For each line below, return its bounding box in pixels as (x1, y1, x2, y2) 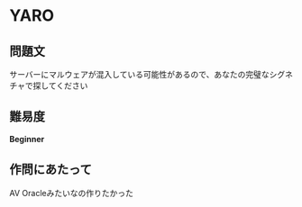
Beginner (9, 133, 45, 144)
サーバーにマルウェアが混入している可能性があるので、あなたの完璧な (9, 69, 270, 79)
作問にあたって (9, 162, 92, 177)
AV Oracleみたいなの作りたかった (9, 187, 133, 198)
